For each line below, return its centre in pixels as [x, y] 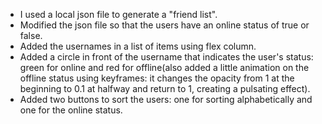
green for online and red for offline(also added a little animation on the [164, 67]
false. [31, 35]
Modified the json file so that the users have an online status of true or [164, 25]
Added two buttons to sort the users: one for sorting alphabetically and [166, 99]
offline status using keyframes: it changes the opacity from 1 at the [157, 78]
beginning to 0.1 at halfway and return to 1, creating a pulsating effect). [165, 88]
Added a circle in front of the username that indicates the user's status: [166, 57]
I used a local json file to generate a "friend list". [118, 14]
